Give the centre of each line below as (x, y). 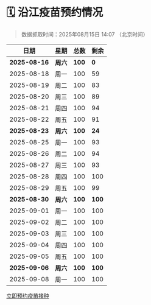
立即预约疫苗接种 (28, 295)
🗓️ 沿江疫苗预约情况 (55, 12)
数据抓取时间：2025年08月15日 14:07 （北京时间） (85, 34)
